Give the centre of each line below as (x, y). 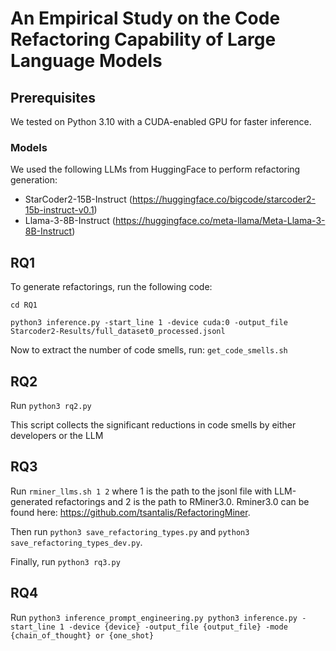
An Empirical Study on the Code (145, 18)
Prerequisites (53, 97)
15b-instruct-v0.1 (59, 210)
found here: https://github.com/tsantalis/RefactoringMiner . (130, 512)
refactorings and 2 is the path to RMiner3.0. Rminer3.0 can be (182, 501)
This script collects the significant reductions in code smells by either (153, 424)
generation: (34, 180)
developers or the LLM (57, 435)
